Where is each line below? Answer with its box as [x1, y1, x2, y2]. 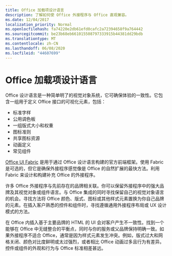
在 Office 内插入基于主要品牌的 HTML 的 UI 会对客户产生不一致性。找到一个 [5, 220, 164, 226]
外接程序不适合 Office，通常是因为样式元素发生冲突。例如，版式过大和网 [9, 232, 163, 239]
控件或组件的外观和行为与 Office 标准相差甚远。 [5, 245, 106, 251]
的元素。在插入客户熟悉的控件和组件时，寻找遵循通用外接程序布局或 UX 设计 [5, 202, 167, 208]
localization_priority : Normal [5, 22, 72, 27]
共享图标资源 [12, 135, 40, 141]
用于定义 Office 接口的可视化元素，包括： [18, 99, 106, 105]
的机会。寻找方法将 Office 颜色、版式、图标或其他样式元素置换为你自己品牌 [5, 196, 164, 202]
